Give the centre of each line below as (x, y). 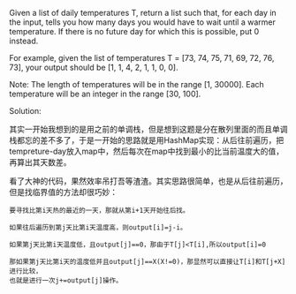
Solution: (25, 111)
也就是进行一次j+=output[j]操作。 (66, 281)
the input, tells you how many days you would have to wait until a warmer (142, 22)
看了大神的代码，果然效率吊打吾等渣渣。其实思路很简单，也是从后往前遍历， (148, 181)
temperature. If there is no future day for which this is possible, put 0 (134, 31)
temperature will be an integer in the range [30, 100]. (105, 94)
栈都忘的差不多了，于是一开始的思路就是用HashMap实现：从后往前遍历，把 (147, 140)
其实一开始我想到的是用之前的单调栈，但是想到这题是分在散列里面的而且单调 (148, 129)
